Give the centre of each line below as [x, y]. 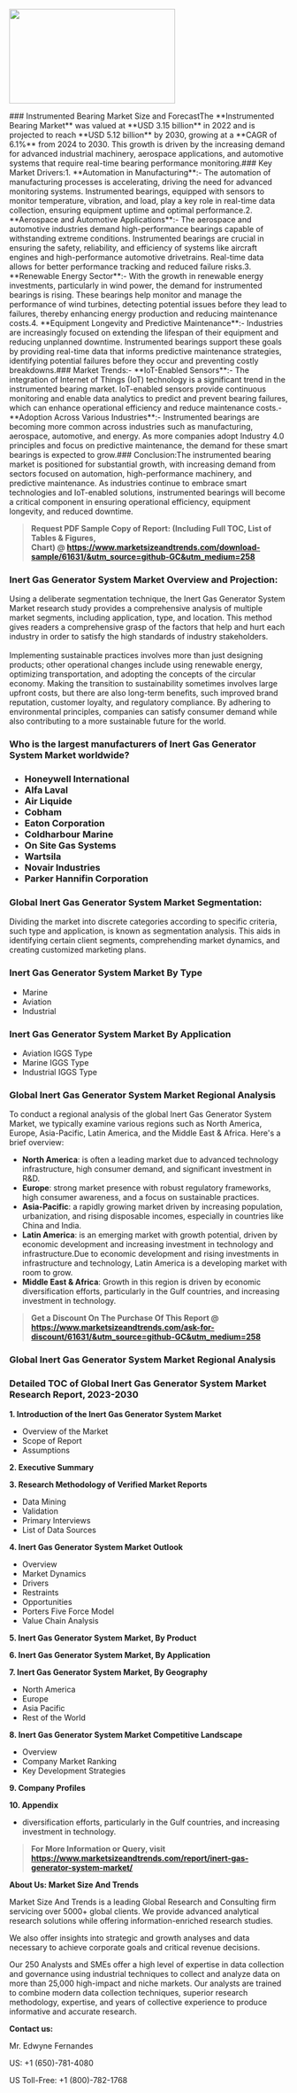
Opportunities [47, 1601]
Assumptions [46, 1450]
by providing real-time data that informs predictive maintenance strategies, [145, 351]
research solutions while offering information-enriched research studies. [141, 1920]
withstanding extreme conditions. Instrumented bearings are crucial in [137, 238]
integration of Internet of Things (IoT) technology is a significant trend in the [147, 380]
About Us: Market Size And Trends [74, 1884]
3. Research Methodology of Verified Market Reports [108, 1484]
